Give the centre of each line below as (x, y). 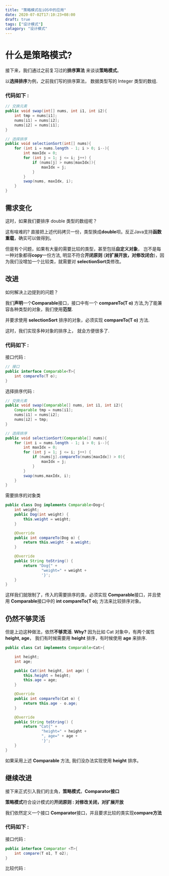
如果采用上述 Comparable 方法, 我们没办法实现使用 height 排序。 (73, 761)
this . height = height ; (47, 675)
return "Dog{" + (40, 566)
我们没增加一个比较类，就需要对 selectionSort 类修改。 (67, 261)
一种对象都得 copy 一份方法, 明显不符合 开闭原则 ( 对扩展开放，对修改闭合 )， (82, 255)
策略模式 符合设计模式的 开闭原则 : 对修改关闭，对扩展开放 (65, 802)
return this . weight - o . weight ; (58, 542)
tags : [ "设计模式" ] (24, 24)
